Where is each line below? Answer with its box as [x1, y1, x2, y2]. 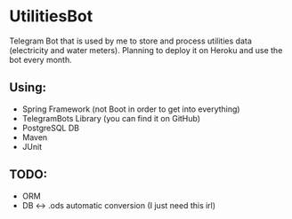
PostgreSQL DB [21, 122, 80, 133]
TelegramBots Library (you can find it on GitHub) [21, 113, 201, 123]
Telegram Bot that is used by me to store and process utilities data [9, 35, 252, 46]
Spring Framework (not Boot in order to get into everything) [21, 104, 240, 114]
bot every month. [9, 54, 73, 65]
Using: [9, 80, 47, 95]
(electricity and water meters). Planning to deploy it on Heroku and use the [9, 44, 283, 55]
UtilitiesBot [9, 6, 93, 27]
